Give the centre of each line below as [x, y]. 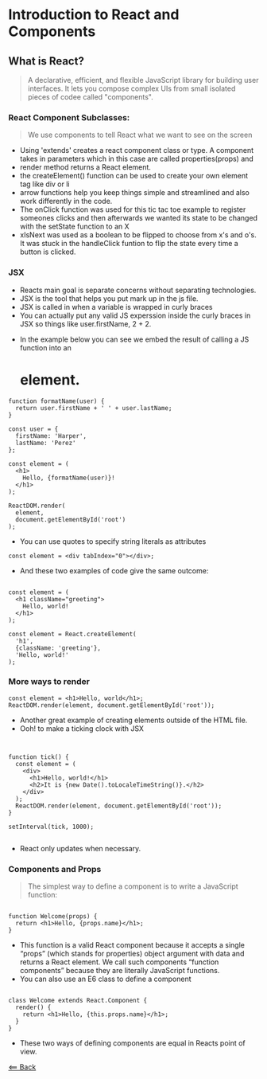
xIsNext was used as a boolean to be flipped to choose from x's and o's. [138, 235]
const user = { [33, 429]
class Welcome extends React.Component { [78, 1001]
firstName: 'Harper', [51, 436]
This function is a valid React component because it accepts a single [132, 945]
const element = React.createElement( [72, 634]
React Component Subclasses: [69, 117]
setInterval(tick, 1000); [51, 827]
